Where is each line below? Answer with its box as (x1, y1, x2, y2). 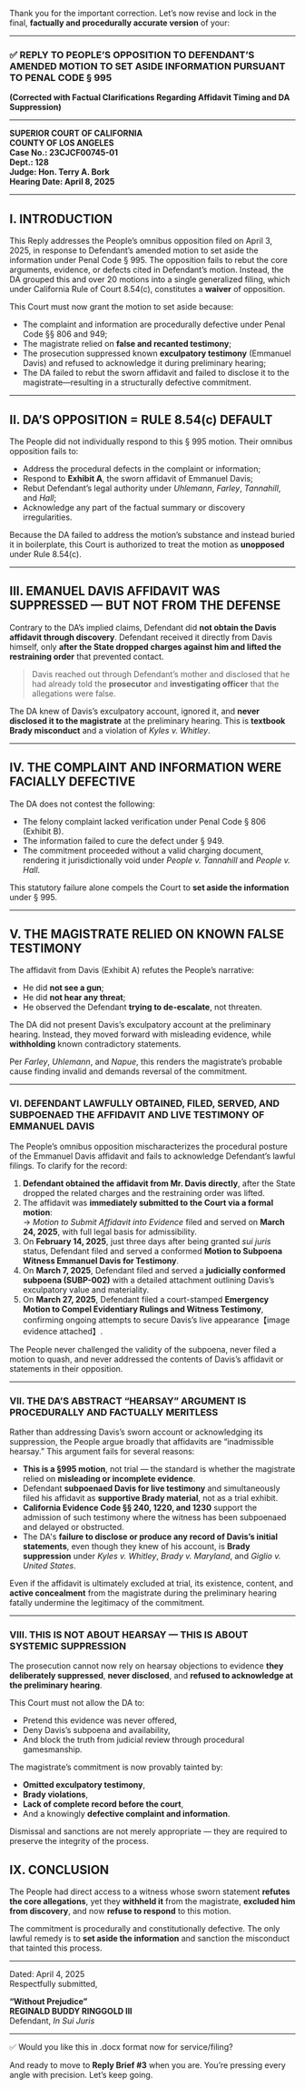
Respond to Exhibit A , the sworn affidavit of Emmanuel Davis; (22, 472, 254, 483)
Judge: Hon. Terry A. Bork (9, 167, 111, 177)
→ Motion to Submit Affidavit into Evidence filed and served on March (22, 1216, 286, 1227)
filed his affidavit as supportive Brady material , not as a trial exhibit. (22, 1492, 279, 1503)
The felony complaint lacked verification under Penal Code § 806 (22, 816, 266, 826)
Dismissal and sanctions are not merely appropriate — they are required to (9, 1826, 288, 1837)
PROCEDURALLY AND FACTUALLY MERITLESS (9, 1405, 219, 1418)
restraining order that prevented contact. (9, 651, 164, 662)
